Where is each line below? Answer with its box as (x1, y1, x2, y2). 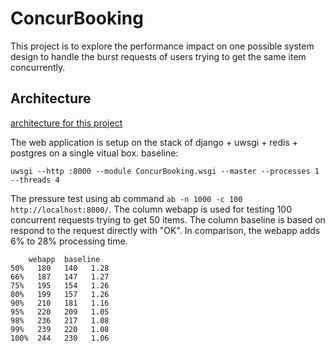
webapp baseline (28, 254, 101, 264)
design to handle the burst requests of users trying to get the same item (10, 50, 307, 62)
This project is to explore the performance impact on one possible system (10, 40, 315, 52)
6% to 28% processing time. (10, 235, 128, 247)
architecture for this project (10, 117, 123, 129)
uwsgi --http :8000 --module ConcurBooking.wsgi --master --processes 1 (10, 166, 320, 176)
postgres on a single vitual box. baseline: (10, 147, 179, 159)
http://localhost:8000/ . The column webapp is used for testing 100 (10, 203, 292, 215)
